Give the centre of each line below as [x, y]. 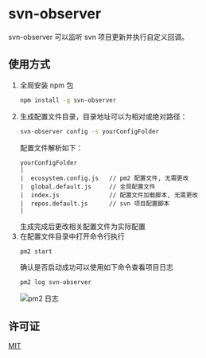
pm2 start [36, 251]
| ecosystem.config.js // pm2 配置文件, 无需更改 [104, 178]
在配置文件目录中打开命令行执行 [72, 236]
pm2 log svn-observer [55, 282]
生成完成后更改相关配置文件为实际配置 [82, 226]
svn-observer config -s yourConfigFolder [89, 131]
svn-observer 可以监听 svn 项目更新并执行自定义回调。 [99, 37]
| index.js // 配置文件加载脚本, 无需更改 [109, 195]
